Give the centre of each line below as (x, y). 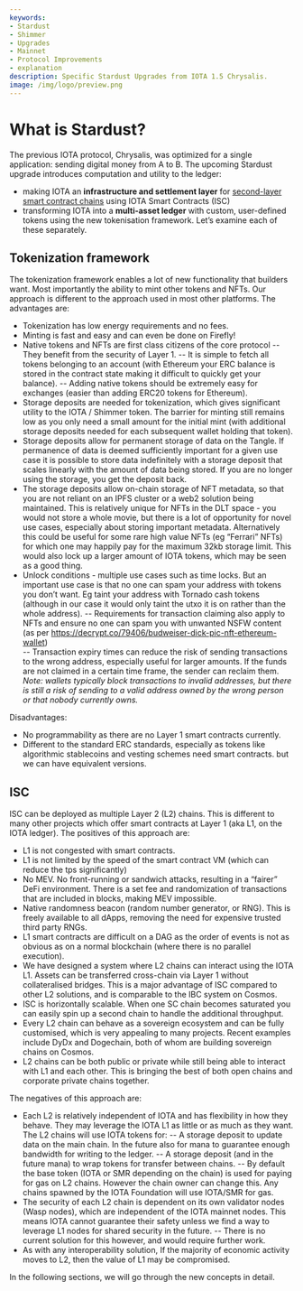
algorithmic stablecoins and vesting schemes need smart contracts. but (156, 754)
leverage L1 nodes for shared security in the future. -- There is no (144, 1231)
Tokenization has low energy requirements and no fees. (125, 326)
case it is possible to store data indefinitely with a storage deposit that (152, 460)
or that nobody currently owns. (80, 700)
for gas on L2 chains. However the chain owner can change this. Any (151, 1183)
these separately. (55, 229)
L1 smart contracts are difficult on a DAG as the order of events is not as (156, 937)
